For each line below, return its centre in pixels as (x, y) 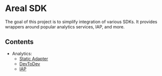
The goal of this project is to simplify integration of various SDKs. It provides (81, 22)
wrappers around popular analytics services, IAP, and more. (65, 26)
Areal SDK (26, 8)
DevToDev (30, 63)
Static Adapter (34, 59)
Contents (19, 42)
